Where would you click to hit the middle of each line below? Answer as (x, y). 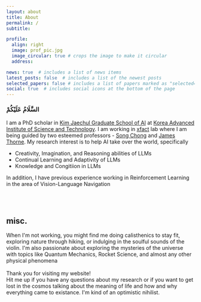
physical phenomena (32, 261)
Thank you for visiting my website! (48, 273)
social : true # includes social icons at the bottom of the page (91, 89)
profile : (17, 39)
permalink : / (22, 23)
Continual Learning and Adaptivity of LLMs (68, 160)
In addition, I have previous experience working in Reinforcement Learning (98, 178)
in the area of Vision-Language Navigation (58, 184)
